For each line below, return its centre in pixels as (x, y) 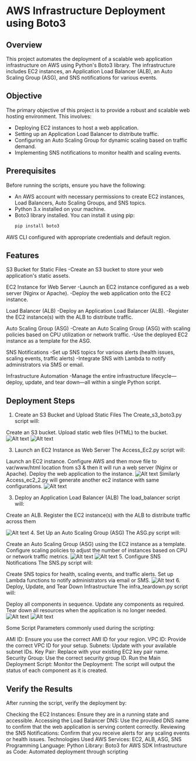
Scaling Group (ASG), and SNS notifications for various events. (82, 78)
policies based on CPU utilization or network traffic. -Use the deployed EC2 (97, 335)
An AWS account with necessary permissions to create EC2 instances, (99, 196)
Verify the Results (39, 689)
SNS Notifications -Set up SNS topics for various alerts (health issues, (90, 352)
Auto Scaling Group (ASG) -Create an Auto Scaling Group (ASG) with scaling (98, 329)
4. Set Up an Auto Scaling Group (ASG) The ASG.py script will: (105, 533)
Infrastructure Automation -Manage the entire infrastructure (78, 376)
